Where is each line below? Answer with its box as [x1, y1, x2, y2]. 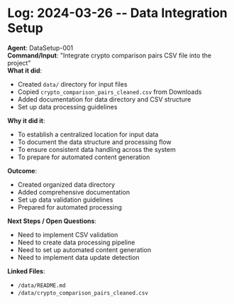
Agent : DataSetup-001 [7, 43, 73, 52]
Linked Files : [7, 266, 45, 275]
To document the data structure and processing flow [17, 137, 172, 146]
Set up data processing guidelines [17, 102, 118, 111]
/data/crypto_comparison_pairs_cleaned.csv [17, 289, 149, 296]
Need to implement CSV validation [17, 230, 118, 239]
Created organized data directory [17, 180, 116, 189]
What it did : [7, 66, 43, 75]
